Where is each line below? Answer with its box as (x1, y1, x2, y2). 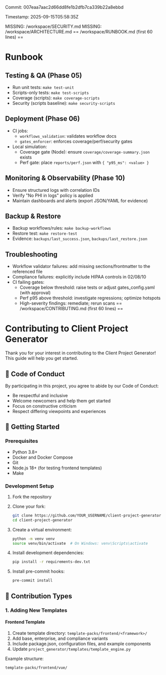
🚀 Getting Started (5, 422, 60, 431)
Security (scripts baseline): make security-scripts (12, 100, 115, 106)
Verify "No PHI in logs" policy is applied (12, 192, 93, 198)
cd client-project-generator (12, 517, 73, 522)
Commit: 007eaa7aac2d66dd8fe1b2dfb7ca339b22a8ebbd (5, 4, 124, 10)
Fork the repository (12, 494, 52, 500)
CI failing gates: (12, 279, 45, 285)
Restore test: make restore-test (12, 231, 78, 237)
